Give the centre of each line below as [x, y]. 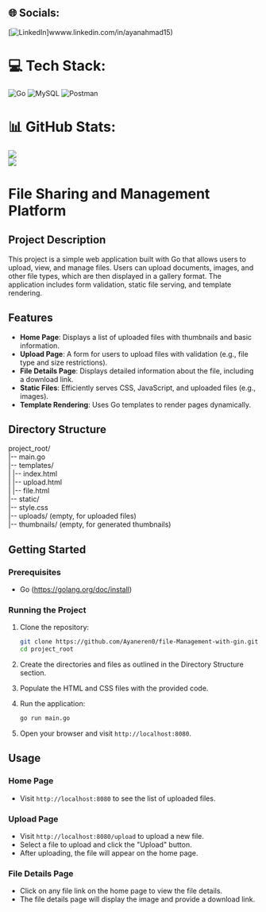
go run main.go [45, 718]
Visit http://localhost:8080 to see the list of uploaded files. [118, 798]
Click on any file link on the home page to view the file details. [121, 891]
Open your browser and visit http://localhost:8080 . [106, 733]
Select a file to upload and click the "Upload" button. [106, 844]
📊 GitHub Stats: [62, 127]
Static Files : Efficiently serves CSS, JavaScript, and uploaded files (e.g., [138, 388]
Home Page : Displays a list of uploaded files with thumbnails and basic [136, 337]
